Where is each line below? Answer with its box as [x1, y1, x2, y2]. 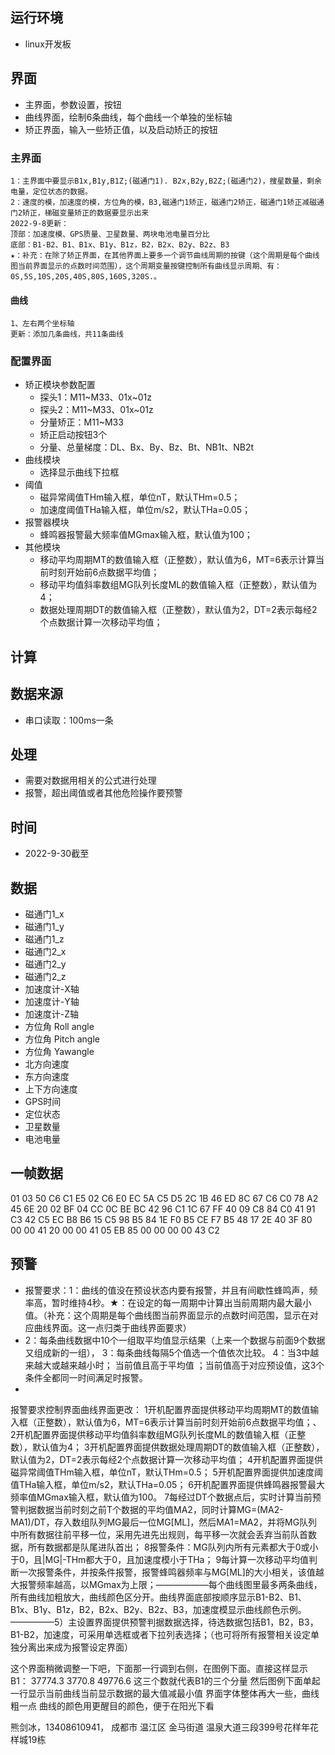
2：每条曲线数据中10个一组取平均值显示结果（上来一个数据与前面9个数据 [24, 1334, 326, 1346]
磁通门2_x [24, 946, 67, 958]
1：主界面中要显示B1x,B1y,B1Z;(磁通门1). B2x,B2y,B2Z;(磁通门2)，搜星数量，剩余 [10, 176, 322, 186]
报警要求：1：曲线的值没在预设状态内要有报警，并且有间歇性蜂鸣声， [24, 1284, 310, 1296]
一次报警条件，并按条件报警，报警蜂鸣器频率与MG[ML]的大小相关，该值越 [18, 1566, 325, 1578]
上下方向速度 [24, 1083, 78, 1095]
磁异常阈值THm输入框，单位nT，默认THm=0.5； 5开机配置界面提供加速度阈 [10, 1466, 323, 1478]
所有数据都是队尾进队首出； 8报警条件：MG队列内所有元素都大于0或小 [27, 1541, 319, 1553]
